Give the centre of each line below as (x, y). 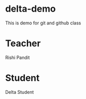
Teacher (23, 43)
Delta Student (19, 92)
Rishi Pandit (18, 57)
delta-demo (31, 9)
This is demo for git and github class (43, 23)
